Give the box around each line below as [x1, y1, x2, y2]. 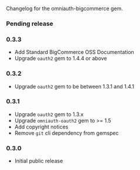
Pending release [6, 19, 54, 28]
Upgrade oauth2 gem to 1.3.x [14, 111, 84, 118]
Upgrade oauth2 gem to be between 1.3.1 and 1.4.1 [14, 83, 135, 90]
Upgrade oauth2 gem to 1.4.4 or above [14, 55, 107, 62]
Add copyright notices [14, 123, 69, 130]
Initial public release [14, 158, 63, 165]
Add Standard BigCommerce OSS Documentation [14, 49, 135, 56]
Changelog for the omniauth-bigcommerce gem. [6, 5, 123, 12]
